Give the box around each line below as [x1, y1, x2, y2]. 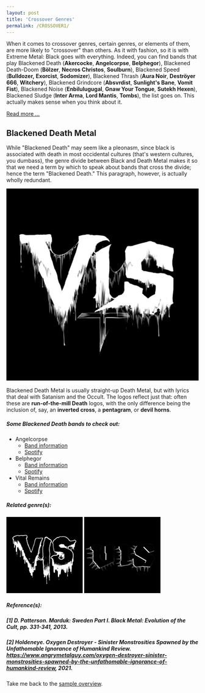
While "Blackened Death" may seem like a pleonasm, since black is [6, 144, 175, 152]
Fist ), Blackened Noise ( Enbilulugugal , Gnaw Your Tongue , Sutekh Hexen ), [6, 85, 197, 93]
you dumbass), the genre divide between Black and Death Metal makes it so [6, 157, 198, 165]
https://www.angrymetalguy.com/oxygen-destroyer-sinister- [6, 652, 167, 659]
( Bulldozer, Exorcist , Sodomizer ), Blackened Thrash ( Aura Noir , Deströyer [6, 73, 196, 80]
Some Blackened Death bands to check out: [6, 420, 120, 427]
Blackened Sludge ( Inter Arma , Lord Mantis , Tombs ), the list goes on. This [6, 92, 195, 99]
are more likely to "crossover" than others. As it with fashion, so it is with [6, 46, 189, 54]
